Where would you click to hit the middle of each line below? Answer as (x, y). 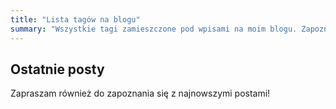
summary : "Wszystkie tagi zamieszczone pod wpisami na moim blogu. (154, 29)
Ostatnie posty (57, 69)
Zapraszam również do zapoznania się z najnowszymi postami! (140, 93)
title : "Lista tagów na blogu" (75, 19)
